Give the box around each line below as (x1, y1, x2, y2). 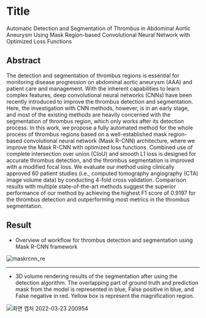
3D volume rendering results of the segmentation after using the (15, 272, 178, 280)
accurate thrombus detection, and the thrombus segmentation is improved (6, 157, 194, 164)
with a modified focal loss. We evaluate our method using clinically (6, 163, 175, 170)
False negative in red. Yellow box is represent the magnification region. (15, 292, 194, 299)
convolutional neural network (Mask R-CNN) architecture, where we (23, 137, 195, 144)
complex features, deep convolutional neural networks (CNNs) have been (6, 91, 192, 99)
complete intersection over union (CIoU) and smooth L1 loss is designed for (6, 150, 197, 157)
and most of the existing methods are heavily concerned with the (6, 111, 170, 118)
